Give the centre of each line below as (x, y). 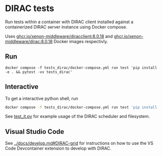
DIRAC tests (30, 8)
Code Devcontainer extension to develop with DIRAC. (58, 148)
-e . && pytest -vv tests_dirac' (39, 72)
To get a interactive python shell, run (42, 98)
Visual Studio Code (35, 132)
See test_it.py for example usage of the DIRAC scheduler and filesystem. (78, 116)
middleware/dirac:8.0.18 (29, 41)
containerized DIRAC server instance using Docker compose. (66, 27)
